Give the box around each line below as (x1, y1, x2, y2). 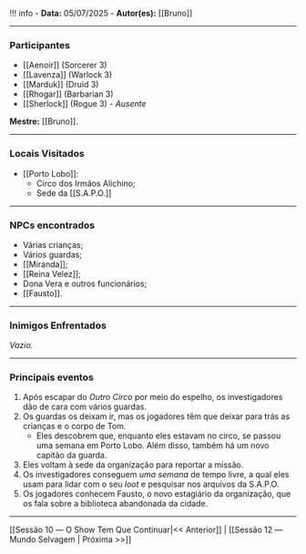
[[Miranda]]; (22, 259, 68, 270)
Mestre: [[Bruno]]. (9, 116, 79, 127)
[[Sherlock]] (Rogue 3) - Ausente (22, 98, 148, 109)
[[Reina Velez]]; (22, 268, 82, 279)
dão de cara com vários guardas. (22, 401, 148, 413)
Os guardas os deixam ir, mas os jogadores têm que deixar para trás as (22, 411, 291, 422)
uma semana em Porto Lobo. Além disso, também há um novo (36, 440, 270, 451)
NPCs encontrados (9, 219, 96, 231)
